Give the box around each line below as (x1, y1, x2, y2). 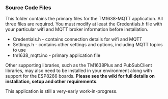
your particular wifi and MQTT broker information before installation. (5, 26, 149, 32)
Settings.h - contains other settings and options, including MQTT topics (12, 42, 163, 48)
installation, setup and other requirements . (5, 78, 98, 85)
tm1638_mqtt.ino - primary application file (12, 52, 101, 58)
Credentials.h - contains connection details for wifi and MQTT (12, 36, 143, 42)
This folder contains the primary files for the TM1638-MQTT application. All (5, 16, 163, 22)
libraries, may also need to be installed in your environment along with (5, 68, 152, 74)
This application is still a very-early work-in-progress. (5, 88, 118, 94)
